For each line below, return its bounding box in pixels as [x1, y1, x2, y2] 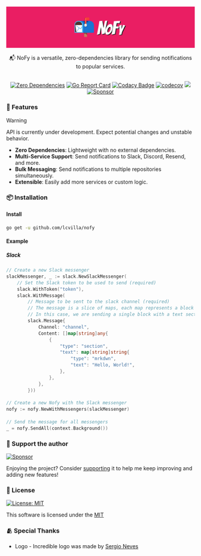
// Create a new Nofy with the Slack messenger [6, 400, 127, 406]
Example [6, 238, 29, 245]
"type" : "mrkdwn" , [70, 356, 117, 362]
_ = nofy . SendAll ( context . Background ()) [6, 425, 109, 431]
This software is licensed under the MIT [6, 511, 104, 519]
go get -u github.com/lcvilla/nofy [6, 224, 95, 231]
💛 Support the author [6, 439, 69, 447]
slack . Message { [28, 318, 66, 324]
